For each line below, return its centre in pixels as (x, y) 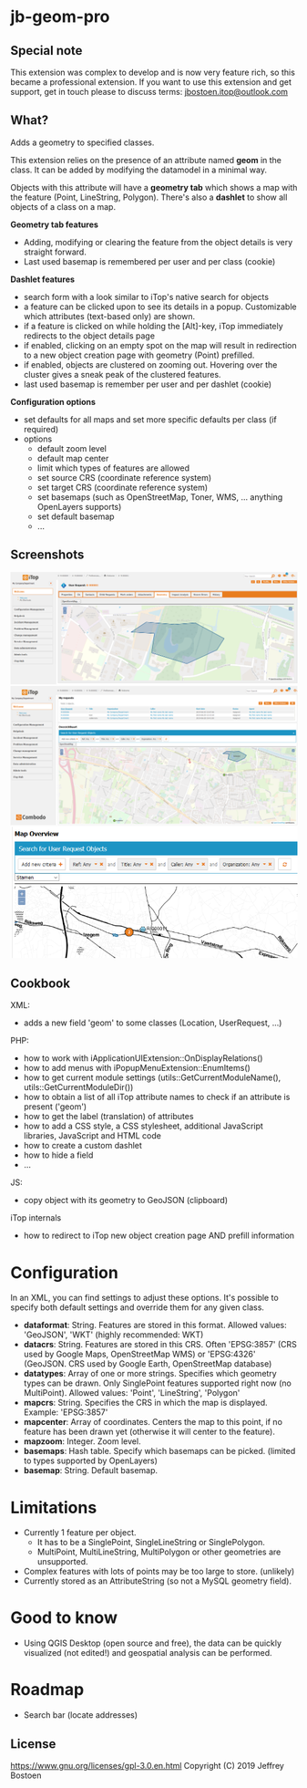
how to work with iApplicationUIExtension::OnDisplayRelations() (143, 1058)
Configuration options (53, 401)
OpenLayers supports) (79, 506)
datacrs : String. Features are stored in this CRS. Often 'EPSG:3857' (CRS (160, 1345)
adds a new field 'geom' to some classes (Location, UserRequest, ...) (153, 1023)
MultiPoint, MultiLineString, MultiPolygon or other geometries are (159, 1552)
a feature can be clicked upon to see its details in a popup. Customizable (160, 307)
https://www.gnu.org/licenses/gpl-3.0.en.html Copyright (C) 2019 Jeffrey (148, 1765)
